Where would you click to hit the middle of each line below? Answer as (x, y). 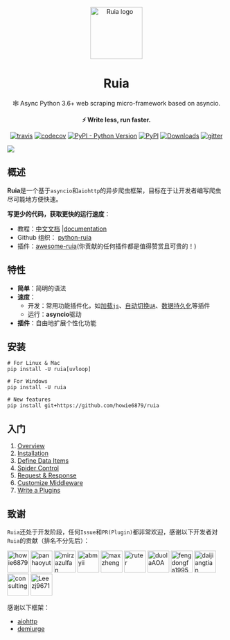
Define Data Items (43, 461)
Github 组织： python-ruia (54, 237)
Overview (31, 446)
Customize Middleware (50, 483)
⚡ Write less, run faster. (116, 120)
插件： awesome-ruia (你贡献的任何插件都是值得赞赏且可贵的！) (107, 246)
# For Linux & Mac (34, 363)
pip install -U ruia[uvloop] (49, 369)
